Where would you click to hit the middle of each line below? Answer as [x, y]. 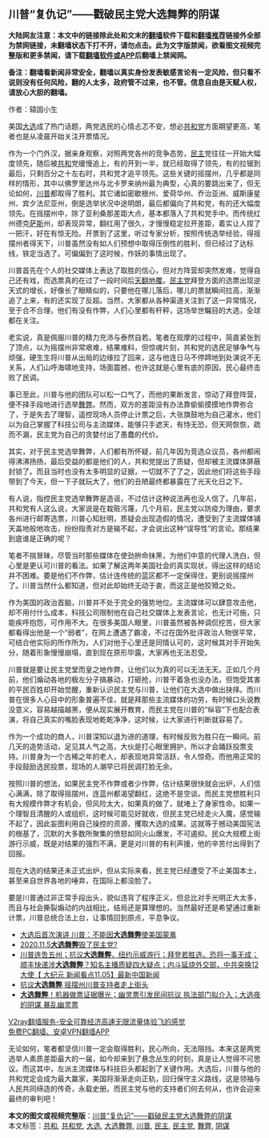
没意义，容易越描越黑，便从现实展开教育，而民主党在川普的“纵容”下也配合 [131, 709]
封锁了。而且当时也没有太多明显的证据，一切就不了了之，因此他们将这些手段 [134, 471]
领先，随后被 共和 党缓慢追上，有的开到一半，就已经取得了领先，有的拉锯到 [138, 163]
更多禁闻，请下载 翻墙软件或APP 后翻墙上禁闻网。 [110, 55]
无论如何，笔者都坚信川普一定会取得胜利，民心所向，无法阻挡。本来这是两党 [134, 1048]
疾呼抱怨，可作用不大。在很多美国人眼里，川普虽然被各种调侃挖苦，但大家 [138, 622]
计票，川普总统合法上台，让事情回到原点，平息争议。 [96, 917]
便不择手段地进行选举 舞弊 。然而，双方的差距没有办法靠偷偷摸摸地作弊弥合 [131, 404]
